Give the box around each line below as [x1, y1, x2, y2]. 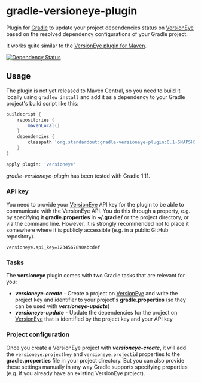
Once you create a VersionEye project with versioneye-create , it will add [6, 344, 187, 351]
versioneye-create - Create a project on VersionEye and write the [14, 290, 178, 297]
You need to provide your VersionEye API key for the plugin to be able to [6, 201, 184, 208]
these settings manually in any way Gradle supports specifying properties [6, 363, 188, 370]
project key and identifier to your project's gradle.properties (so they [14, 296, 187, 304]
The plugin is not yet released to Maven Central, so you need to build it [6, 87, 181, 94]
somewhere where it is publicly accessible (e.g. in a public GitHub [6, 226, 169, 234]
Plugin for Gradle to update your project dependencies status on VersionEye [6, 24, 194, 31]
